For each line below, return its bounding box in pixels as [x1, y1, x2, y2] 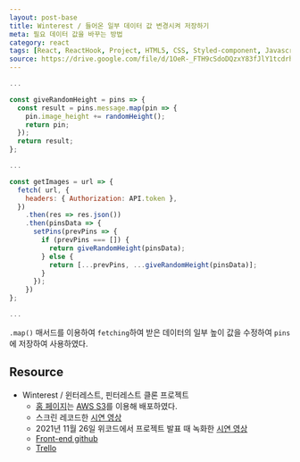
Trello [35, 442, 57, 453]
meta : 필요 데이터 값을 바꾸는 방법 [9, 29, 123, 38]
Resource [9, 365, 64, 380]
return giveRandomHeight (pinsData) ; [48, 243, 186, 253]
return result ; [17, 137, 74, 146]
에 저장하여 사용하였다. [9, 338, 88, 349]
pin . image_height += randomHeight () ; [25, 112, 166, 121]
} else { [41, 252, 74, 261]
